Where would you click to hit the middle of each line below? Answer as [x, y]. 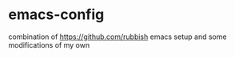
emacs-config [56, 15]
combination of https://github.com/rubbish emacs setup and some [117, 37]
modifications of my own [49, 44]
